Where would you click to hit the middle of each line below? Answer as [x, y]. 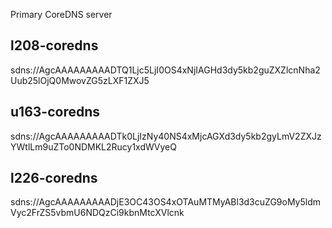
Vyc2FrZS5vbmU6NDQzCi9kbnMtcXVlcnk [97, 213]
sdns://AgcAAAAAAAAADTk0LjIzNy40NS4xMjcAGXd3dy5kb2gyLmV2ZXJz [166, 136]
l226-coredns [54, 178]
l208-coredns [54, 45]
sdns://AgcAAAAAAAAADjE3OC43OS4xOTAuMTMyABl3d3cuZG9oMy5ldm [166, 202]
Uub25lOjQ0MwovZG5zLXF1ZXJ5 [80, 80]
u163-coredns [55, 112]
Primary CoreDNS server [61, 14]
